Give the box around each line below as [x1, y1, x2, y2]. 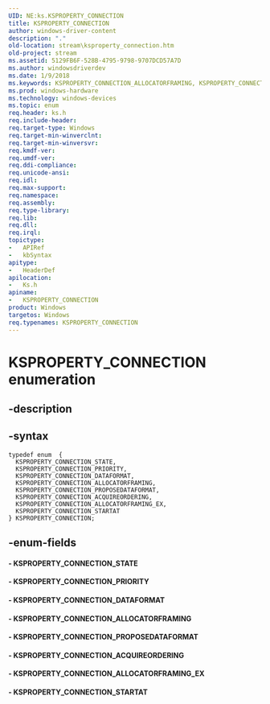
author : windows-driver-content [8, 27, 117, 35]
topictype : [8, 237, 45, 245]
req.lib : [8, 214, 38, 222]
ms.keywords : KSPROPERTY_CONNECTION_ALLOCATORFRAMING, [8, 79, 196, 87]
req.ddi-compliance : [8, 162, 78, 170]
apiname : [8, 289, 38, 297]
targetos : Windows [8, 311, 70, 319]
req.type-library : [8, 206, 70, 214]
